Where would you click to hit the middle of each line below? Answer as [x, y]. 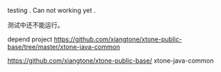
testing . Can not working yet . [52, 10]
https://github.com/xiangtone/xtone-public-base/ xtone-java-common [110, 61]
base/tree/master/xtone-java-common [64, 47]
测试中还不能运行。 [36, 25]
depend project [30, 39]
